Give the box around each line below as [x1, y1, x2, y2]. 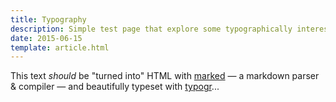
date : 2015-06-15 [10, 33, 83, 43]
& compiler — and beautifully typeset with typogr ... [10, 81, 220, 93]
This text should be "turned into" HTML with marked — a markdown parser [10, 70, 320, 82]
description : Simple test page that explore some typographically [10, 24, 293, 34]
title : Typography [10, 14, 87, 25]
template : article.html [10, 42, 110, 53]
